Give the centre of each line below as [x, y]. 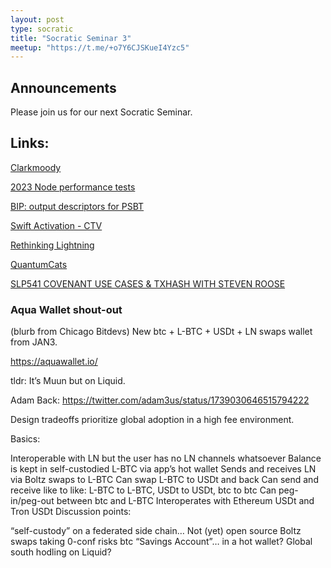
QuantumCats [39, 264]
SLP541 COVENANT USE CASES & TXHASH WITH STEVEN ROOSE [148, 283]
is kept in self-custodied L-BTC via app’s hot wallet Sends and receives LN [163, 469]
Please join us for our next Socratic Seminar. [101, 112]
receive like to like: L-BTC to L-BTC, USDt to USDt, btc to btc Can [143, 490]
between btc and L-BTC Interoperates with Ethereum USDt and [185, 501]
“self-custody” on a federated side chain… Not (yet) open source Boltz [156, 531]
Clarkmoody [36, 167]
